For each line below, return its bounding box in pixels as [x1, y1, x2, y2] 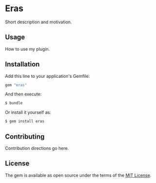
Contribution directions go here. [5, 146, 69, 151]
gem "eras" [5, 82, 27, 88]
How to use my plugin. [5, 46, 50, 52]
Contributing [5, 132, 45, 141]
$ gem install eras [5, 119, 45, 124]
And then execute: [5, 91, 42, 97]
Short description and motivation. [5, 19, 72, 25]
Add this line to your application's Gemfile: [5, 73, 90, 79]
